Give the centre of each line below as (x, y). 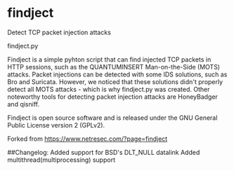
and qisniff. (24, 104)
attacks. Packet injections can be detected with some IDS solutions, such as (117, 74)
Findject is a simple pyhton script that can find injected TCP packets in (109, 59)
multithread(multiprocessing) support (61, 160)
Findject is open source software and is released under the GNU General (112, 118)
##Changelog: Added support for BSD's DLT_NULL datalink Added (104, 152)
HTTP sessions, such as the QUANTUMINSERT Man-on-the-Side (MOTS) (113, 67)
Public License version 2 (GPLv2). (56, 125)
